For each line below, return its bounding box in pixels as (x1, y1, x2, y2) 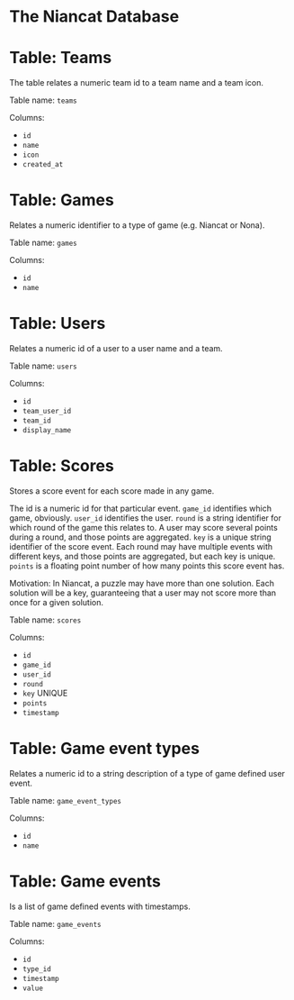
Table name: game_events (9, 918, 102, 929)
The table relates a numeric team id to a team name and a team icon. (9, 77, 263, 88)
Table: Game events (9, 871, 162, 892)
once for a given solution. (9, 596, 104, 607)
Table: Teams (9, 48, 112, 68)
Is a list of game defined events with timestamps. (9, 901, 192, 912)
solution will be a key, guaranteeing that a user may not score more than (9, 587, 277, 598)
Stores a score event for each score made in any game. (9, 485, 215, 496)
